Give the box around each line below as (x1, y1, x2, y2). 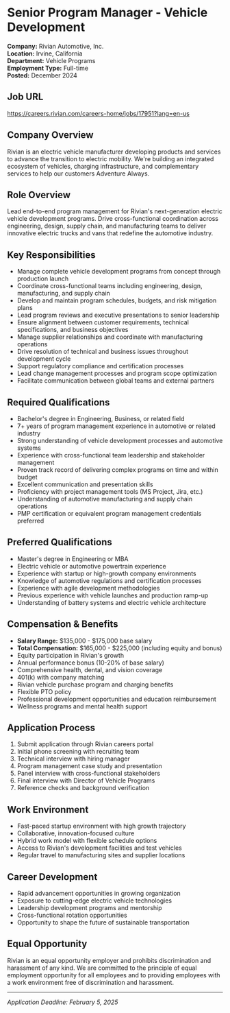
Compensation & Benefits (7, 619, 118, 630)
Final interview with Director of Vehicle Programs (16, 776, 155, 785)
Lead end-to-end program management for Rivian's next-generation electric (7, 207, 222, 215)
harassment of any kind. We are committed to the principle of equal (7, 964, 197, 972)
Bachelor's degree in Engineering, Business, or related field (16, 415, 185, 422)
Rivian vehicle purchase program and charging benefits (16, 680, 174, 689)
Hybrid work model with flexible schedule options (16, 837, 157, 845)
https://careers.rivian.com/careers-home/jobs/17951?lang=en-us (7, 109, 190, 117)
